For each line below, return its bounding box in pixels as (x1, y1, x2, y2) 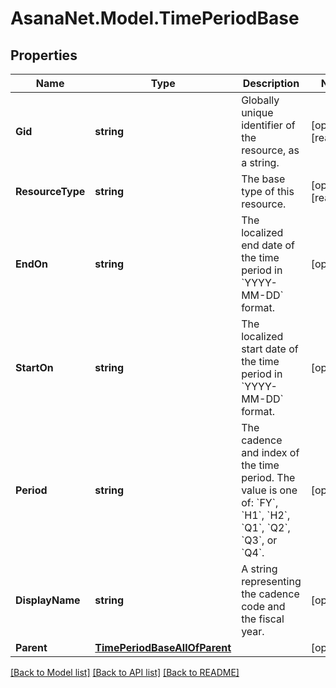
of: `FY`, (241, 496, 279, 509)
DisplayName (15, 593, 81, 607)
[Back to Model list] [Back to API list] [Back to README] (10, 667, 240, 678)
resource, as (241, 143, 300, 157)
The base (241, 172, 286, 186)
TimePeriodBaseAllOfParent (94, 641, 232, 654)
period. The (241, 471, 296, 484)
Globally (241, 93, 280, 107)
